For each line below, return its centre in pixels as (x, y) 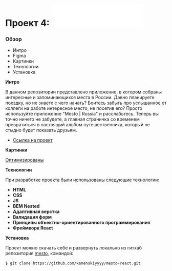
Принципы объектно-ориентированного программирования (81, 223)
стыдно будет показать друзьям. (41, 130)
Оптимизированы (25, 160)
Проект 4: (27, 23)
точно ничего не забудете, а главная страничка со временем (72, 119)
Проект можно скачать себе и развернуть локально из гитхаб (74, 248)
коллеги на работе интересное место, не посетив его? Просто (74, 108)
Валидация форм (32, 217)
